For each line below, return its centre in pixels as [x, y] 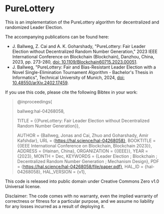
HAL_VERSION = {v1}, [65, 171]
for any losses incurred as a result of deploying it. [55, 206]
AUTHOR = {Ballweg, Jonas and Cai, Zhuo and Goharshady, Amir [83, 135]
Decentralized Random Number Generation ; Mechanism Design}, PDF [88, 161]
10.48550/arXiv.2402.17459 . [40, 83]
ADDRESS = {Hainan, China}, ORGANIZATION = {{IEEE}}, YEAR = [82, 151]
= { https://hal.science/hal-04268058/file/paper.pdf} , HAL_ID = [80, 166]
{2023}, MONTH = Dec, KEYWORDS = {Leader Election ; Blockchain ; [87, 156]
